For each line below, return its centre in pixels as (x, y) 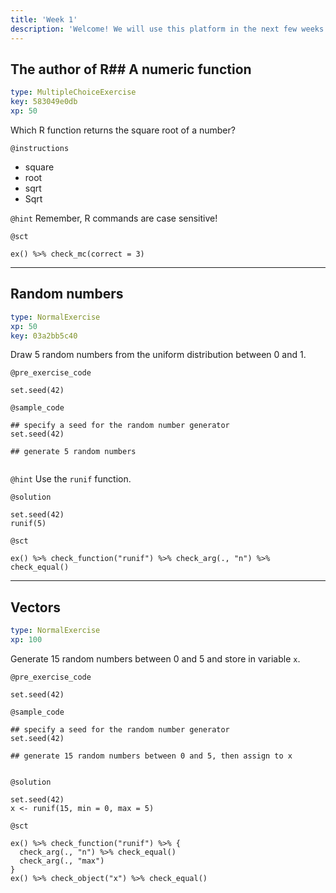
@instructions (40, 148)
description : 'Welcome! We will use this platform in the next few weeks (167, 29)
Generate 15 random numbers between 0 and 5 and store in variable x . (155, 658)
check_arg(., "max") (62, 861)
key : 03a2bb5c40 (44, 336)
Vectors (35, 607)
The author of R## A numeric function (131, 69)
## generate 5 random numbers (73, 452)
